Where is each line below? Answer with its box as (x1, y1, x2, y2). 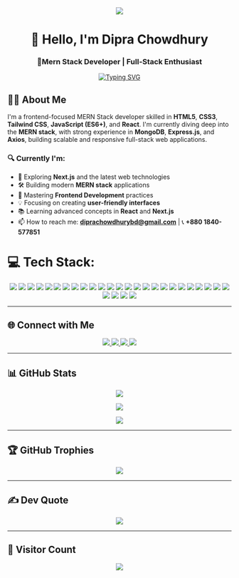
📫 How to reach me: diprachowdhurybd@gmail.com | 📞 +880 (17, 217, 203, 226)
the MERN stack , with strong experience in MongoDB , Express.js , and (7, 128, 215, 136)
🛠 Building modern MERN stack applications (17, 180, 150, 189)
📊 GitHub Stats (7, 367, 77, 379)
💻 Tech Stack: (7, 254, 95, 270)
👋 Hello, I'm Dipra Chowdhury (31, 31, 208, 48)
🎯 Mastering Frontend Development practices (17, 190, 154, 199)
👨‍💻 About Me (7, 93, 67, 105)
